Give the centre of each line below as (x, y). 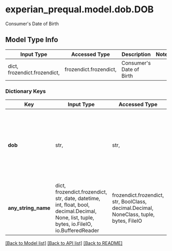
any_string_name (29, 208)
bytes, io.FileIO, (74, 224)
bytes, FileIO (127, 221)
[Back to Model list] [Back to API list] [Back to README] (64, 243)
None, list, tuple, (75, 218)
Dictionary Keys (26, 91)
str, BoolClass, (129, 202)
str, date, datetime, (78, 199)
